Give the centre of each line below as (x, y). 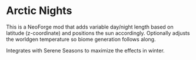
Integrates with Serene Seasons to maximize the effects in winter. (85, 50)
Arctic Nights (39, 11)
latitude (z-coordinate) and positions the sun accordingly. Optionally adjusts (98, 33)
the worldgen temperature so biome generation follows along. (81, 39)
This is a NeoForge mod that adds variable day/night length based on (90, 27)
